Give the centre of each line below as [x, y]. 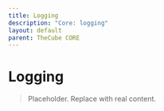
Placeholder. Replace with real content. [92, 99]
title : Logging [33, 15]
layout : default [35, 30]
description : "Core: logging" [59, 23]
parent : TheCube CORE [44, 38]
